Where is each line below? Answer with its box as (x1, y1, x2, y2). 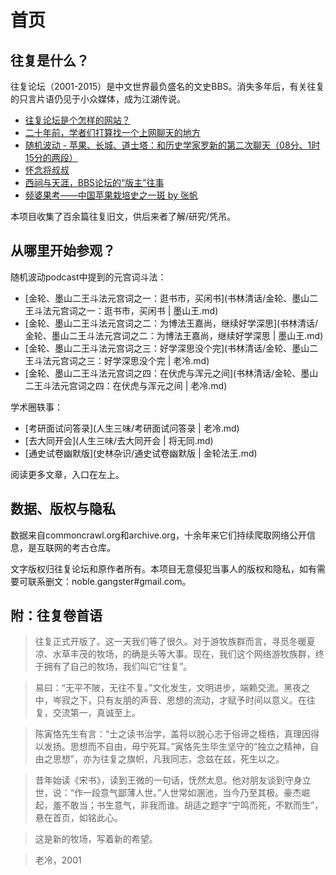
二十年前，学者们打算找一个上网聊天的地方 (24, 127, 201, 138)
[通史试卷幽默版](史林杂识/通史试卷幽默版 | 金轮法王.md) (24, 447, 258, 459)
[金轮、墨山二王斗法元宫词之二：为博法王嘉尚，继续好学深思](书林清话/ (24, 317, 319, 329)
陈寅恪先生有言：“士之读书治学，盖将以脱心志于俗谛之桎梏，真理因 (34, 728, 311, 740)
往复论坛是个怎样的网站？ (24, 114, 131, 126)
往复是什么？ (10, 52, 90, 69)
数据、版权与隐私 (10, 501, 116, 518)
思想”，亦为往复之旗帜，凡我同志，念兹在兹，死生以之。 (52, 753, 285, 765)
